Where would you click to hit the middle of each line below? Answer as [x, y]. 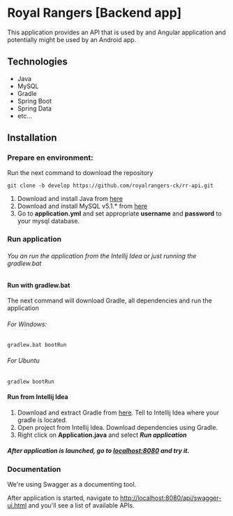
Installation [32, 138]
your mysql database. [48, 221]
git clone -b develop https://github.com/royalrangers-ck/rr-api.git [111, 186]
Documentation [34, 469]
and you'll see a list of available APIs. [81, 505]
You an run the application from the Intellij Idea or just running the [102, 256]
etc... [25, 116]
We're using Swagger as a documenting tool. [72, 484]
